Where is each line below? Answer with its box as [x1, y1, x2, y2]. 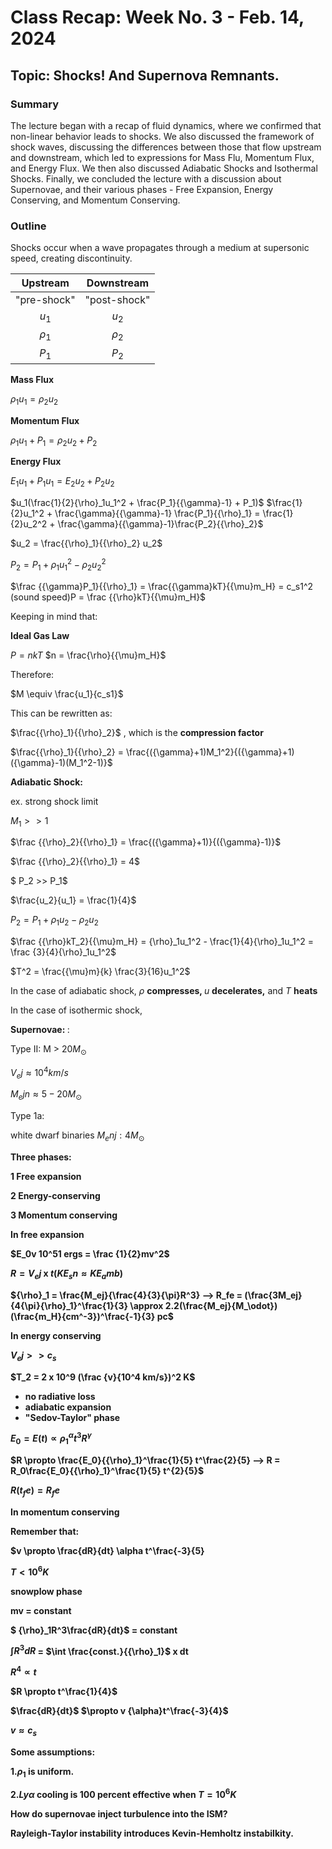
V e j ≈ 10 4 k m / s [10, 1064, 69, 1081]
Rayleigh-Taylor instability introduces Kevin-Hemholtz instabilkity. [10, 1827, 294, 1840]
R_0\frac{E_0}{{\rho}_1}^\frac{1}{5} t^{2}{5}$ [10, 1465, 205, 1477]
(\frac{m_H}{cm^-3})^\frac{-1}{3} [10, 1310, 156, 1322]
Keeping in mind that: [10, 610, 98, 622]
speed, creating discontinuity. [10, 252, 133, 265]
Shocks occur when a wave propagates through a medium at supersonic [10, 242, 310, 254]
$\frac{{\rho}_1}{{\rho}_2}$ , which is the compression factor [10, 726, 264, 738]
